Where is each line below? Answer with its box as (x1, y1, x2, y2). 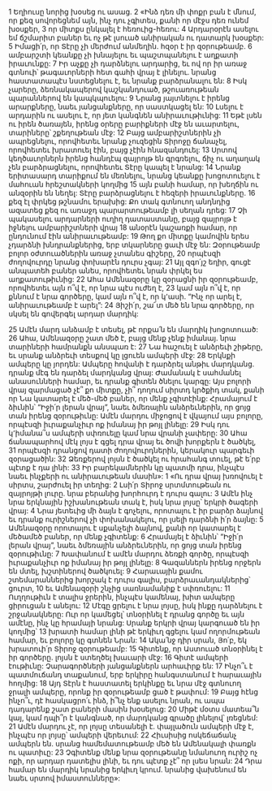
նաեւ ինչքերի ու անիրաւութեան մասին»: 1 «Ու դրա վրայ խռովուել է (8, 471, 264, 481)
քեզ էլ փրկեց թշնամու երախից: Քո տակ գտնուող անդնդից (8, 197, 231, 206)
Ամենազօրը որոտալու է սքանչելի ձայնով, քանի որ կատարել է (8, 523, 242, 533)
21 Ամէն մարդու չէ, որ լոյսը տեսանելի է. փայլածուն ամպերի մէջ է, (8, 722, 254, 731)
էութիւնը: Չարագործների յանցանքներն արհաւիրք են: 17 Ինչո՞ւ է (8, 661, 253, 671)
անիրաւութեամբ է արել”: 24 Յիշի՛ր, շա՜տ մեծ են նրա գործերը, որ (8, 300, 255, 309)
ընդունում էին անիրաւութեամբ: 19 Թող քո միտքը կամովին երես (8, 231, 250, 240)
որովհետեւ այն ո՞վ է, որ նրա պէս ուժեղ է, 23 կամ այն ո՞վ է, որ (8, 283, 241, 292)
